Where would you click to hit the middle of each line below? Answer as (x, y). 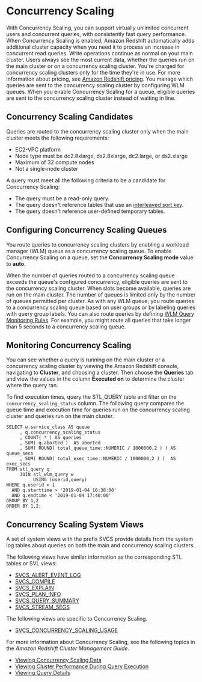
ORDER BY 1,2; (24, 506)
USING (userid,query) (60, 480)
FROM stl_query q (28, 469)
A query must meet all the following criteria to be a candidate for (86, 180)
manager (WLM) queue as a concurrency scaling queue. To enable (89, 251)
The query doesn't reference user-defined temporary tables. (90, 211)
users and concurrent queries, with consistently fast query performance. (96, 34)
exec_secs (19, 464)
